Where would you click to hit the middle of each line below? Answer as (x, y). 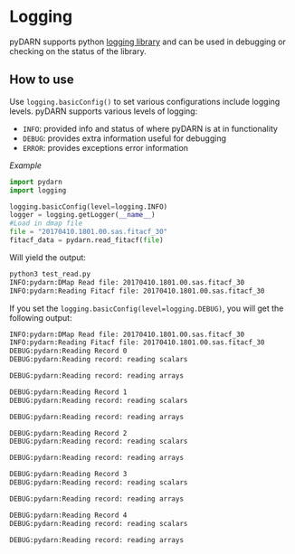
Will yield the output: (48, 257)
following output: (41, 317)
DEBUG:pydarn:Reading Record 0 (68, 351)
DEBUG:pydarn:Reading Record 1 (68, 392)
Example (26, 165)
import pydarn (36, 182)
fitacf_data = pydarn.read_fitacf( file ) (87, 240)
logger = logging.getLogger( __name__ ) (82, 215)
